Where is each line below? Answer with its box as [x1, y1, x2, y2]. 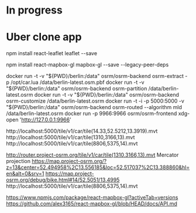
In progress [6, 4, 63, 17]
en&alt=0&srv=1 [6, 170, 44, 177]
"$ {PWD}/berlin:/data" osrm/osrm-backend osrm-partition [6, 85, 147, 92]
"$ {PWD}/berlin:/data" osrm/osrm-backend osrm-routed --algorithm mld [6, 104, 183, 111]
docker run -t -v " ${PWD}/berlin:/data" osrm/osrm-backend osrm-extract [6, 73, 184, 80]
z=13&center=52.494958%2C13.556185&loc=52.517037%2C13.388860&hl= [6, 164, 190, 171]
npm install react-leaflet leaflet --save [6, 50, 98, 57]
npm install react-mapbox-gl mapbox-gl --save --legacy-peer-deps [6, 61, 169, 68]
